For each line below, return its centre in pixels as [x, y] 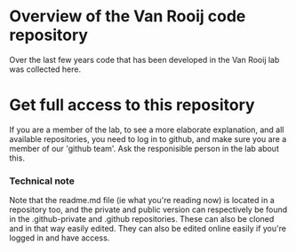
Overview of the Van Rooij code [128, 16]
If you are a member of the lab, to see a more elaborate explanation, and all [147, 130]
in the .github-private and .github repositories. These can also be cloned [142, 219]
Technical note [42, 181]
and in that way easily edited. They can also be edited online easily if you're [148, 229]
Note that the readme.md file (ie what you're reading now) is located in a [142, 201]
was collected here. [45, 69]
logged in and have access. [60, 238]
